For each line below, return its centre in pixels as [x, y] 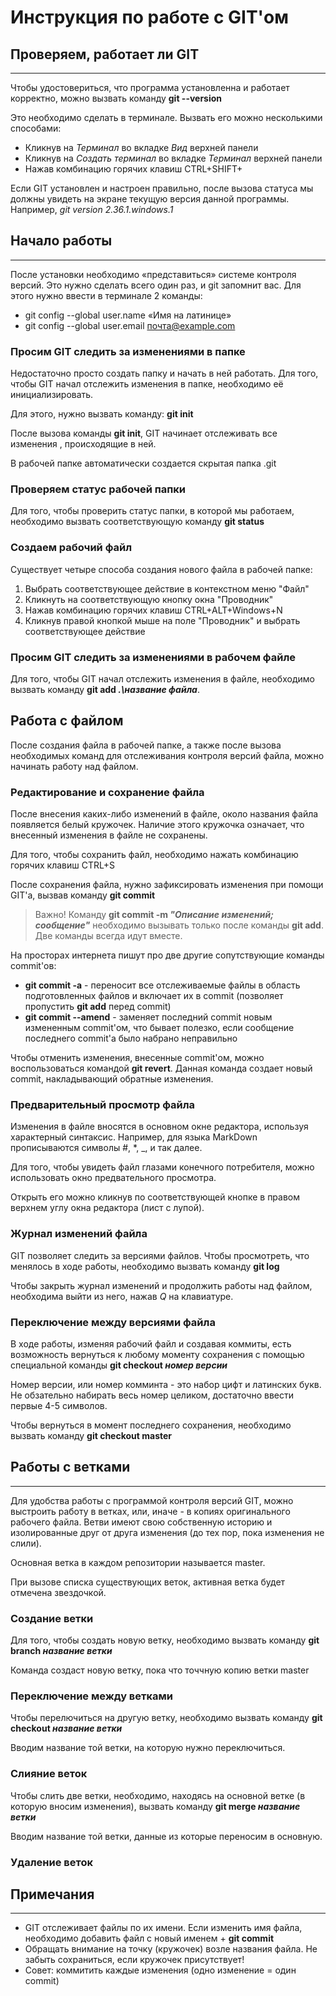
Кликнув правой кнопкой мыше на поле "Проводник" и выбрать [162, 620]
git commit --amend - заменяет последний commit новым [148, 1017]
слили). [26, 1543]
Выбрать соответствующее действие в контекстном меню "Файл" [167, 588]
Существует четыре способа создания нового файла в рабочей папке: [161, 569]
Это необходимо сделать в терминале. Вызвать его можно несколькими [166, 117]
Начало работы [61, 241]
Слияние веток [49, 1774]
